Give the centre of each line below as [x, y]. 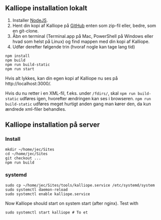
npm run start [20, 69]
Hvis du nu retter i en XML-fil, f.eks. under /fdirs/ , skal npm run [71, 93]
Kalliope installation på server [53, 125]
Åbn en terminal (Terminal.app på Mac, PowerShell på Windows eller [83, 36]
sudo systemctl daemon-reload [37, 190]
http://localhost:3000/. [28, 83]
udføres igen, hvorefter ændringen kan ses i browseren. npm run [85, 98]
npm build [15, 60]
